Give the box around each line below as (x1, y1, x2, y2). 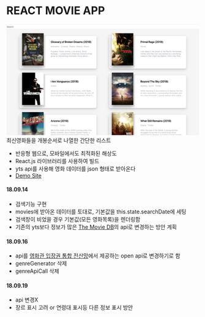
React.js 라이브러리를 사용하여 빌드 (15, 157, 100, 164)
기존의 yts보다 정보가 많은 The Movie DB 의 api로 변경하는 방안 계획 (15, 223, 177, 231)
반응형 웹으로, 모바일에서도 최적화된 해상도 (15, 150, 117, 157)
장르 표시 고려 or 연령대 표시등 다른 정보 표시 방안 (15, 304, 133, 311)
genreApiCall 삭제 (15, 267, 59, 275)
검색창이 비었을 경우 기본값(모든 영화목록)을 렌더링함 (15, 216, 141, 223)
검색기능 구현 (15, 201, 47, 208)
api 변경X (15, 296, 39, 304)
